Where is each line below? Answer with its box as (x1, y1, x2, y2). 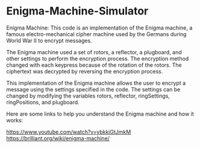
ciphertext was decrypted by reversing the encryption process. (6, 67, 163, 75)
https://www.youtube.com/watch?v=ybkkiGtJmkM (6, 128, 131, 135)
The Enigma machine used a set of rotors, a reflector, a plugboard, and (6, 48, 182, 55)
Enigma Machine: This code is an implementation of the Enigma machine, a (6, 24, 193, 31)
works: (6, 116, 23, 124)
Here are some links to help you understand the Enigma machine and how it (6, 110, 194, 117)
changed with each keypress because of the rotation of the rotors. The (6, 61, 182, 69)
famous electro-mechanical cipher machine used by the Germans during (6, 30, 187, 37)
